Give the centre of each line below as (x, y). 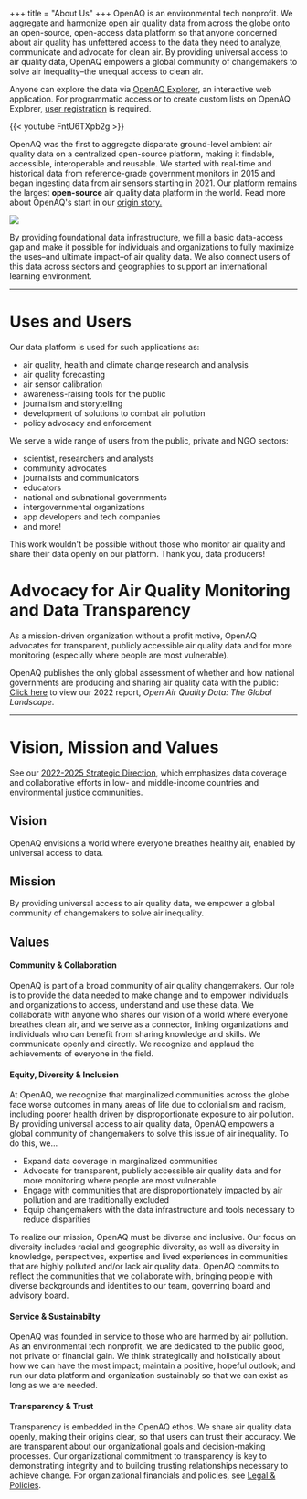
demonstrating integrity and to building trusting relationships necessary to (149, 1465)
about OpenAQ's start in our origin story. (86, 202)
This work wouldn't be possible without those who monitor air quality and (148, 544)
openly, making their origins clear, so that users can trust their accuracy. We (153, 1436)
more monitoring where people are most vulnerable (119, 1181)
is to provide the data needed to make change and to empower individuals (149, 995)
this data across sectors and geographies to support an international (138, 266)
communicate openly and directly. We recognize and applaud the (132, 1044)
